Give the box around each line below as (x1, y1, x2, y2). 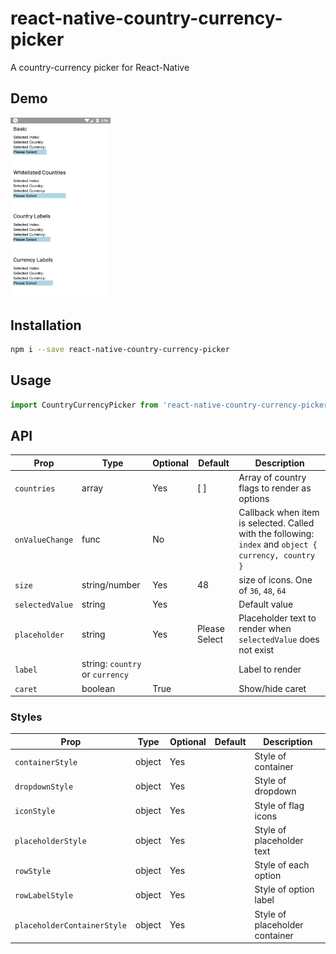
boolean (81, 682, 116, 694)
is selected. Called (238, 517, 315, 529)
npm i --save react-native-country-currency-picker (10, 345, 230, 355)
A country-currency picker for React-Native (10, 61, 190, 73)
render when (238, 623, 292, 635)
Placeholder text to (238, 612, 317, 624)
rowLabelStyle (14, 890, 74, 901)
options (238, 493, 270, 505)
